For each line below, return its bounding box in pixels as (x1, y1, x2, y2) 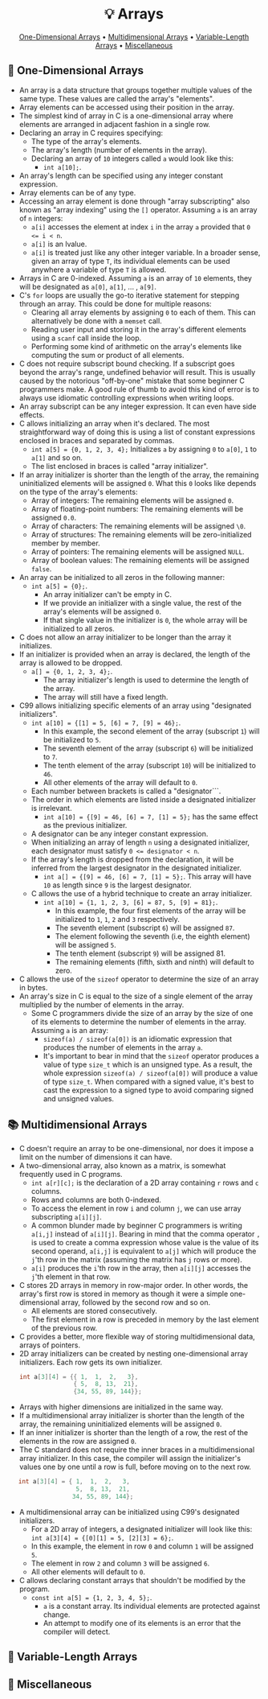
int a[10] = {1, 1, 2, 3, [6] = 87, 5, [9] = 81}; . (43, 897, 218, 907)
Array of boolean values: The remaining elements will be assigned (30, 555, 250, 565)
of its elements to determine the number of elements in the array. (30, 1017, 246, 1026)
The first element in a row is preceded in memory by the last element (30, 1314, 259, 1324)
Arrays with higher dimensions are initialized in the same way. (18, 1402, 224, 1412)
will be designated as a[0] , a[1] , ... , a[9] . (18, 282, 157, 291)
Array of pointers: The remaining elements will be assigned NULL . (30, 546, 246, 556)
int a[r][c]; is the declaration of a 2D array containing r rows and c (30, 1178, 259, 1187)
